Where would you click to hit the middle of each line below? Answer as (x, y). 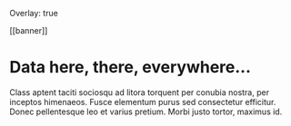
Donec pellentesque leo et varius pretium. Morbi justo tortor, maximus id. (146, 111)
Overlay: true (34, 13)
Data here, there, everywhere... (130, 68)
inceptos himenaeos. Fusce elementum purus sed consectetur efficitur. (143, 102)
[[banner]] (29, 30)
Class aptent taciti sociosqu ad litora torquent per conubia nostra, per (140, 92)
